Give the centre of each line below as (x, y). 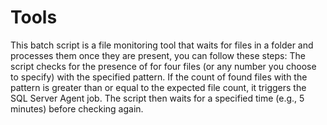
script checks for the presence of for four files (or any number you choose (163, 66)
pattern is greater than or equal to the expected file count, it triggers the (158, 87)
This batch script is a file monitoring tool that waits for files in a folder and (162, 45)
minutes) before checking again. (77, 108)
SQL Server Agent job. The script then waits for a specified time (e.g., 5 (157, 98)
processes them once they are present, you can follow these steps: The (158, 55)
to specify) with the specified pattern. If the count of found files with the (159, 77)
